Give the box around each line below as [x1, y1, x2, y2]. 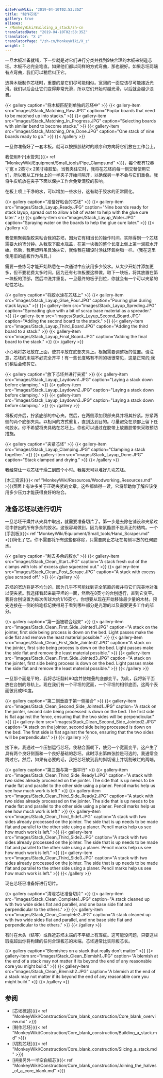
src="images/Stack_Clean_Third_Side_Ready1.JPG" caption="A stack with [5, 772, 153, 778]
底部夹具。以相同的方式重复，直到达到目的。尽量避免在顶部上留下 [21, 418, 154, 424]
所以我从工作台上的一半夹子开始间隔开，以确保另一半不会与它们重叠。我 [13, 172, 158, 178]
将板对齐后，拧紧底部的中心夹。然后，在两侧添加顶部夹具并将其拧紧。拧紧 [5, 412, 154, 418]
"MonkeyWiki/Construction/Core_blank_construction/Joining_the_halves [12, 1062, 157, 1069]
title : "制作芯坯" [5, 12, 40, 17]
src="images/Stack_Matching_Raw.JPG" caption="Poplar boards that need [5, 107, 155, 113]
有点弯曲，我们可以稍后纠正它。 [5, 69, 69, 75]
